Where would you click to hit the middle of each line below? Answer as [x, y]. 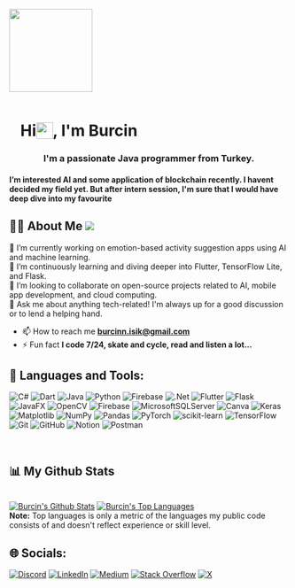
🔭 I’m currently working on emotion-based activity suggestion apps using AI [147, 247]
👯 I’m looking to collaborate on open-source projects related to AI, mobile [143, 285]
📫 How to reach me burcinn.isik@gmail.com [106, 331]
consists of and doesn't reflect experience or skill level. [110, 525]
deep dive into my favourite [61, 198]
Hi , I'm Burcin [79, 131]
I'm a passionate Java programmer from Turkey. [149, 159]
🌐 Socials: [38, 553]
